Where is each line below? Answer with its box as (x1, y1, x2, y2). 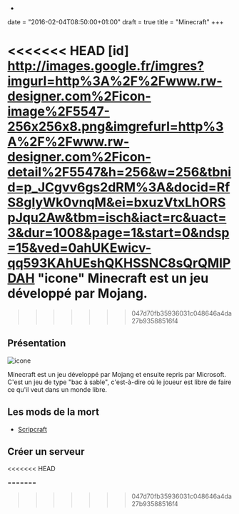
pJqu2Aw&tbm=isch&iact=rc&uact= (7, 210, 227, 226)
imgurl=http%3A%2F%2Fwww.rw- (7, 73, 223, 89)
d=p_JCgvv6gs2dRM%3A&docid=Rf (7, 179, 230, 196)
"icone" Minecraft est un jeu (37, 271, 209, 286)
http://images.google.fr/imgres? (7, 58, 205, 74)
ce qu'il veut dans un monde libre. (7, 385, 108, 393)
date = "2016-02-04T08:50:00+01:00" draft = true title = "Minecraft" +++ (7, 18, 224, 26)
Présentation (7, 337, 66, 350)
